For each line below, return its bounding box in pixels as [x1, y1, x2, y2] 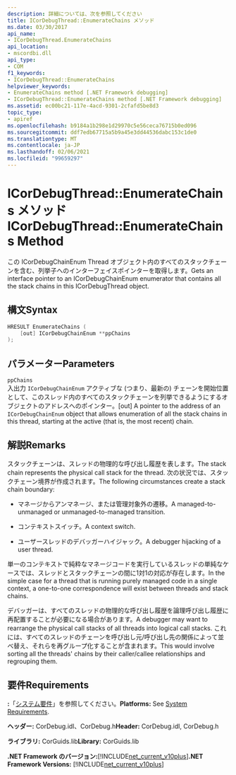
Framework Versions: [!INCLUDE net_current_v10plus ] [7, 759, 164, 768]
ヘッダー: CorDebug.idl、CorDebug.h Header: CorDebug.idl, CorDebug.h [7, 722, 219, 730]
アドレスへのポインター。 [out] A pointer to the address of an [44, 402, 221, 410]
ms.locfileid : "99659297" [7, 155, 83, 163]
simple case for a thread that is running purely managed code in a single [7, 576, 218, 585]
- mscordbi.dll [7, 50, 52, 57]
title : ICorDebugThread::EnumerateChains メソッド [7, 17, 155, 24]
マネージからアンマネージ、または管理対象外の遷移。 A [17, 499, 176, 508]
